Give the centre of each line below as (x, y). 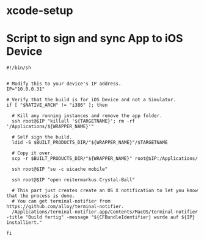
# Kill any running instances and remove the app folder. (87, 116)
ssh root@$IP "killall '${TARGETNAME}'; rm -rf (74, 121)
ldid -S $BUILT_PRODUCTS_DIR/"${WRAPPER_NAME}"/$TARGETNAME (90, 143)
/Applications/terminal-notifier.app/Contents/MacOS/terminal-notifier (105, 212)
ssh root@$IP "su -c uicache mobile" (60, 169)
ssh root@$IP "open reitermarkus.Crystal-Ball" (74, 180)
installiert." (24, 223)
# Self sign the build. (42, 137)
